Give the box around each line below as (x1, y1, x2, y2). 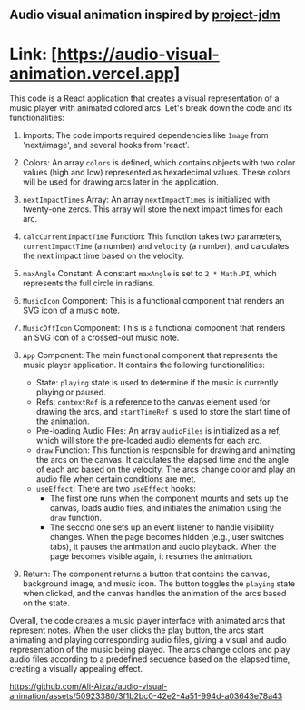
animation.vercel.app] (9, 63, 181, 84)
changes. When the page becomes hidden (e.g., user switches (49, 532, 284, 543)
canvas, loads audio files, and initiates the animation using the (49, 503, 282, 514)
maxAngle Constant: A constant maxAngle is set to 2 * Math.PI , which (22, 268, 277, 279)
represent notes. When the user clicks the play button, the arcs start (9, 625, 265, 635)
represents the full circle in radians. (22, 277, 155, 289)
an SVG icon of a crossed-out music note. (22, 332, 180, 344)
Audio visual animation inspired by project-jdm (9, 7, 280, 23)
